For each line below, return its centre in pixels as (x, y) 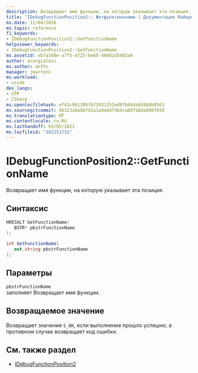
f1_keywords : (22, 34)
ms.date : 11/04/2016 (32, 22)
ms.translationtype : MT (35, 115)
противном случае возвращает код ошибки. (62, 331)
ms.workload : (22, 77)
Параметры (29, 273)
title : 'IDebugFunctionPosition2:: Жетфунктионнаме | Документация (91, 17)
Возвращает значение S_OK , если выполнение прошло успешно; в (89, 325)
